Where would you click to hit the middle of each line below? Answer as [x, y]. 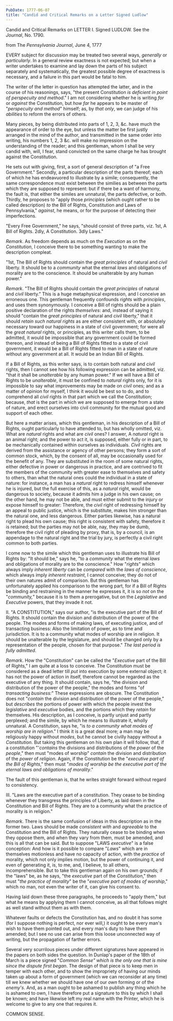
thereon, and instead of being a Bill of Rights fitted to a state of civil [77, 343]
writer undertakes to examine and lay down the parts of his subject [76, 66]
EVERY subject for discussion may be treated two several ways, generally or [86, 55]
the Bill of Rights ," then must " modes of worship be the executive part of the [86, 764]
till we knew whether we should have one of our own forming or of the [80, 982]
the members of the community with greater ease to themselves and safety [85, 472]
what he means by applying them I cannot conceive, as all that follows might [86, 902]
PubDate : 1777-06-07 [28, 10]
